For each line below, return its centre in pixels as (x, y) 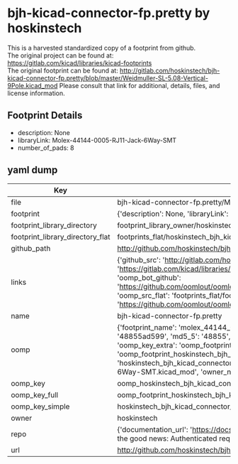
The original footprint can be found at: (63, 70)
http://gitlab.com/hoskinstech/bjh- (170, 70)
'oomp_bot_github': (149, 277)
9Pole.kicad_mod (33, 85)
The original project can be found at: (61, 55)
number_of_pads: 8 (46, 148)
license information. (36, 93)
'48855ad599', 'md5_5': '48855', (174, 336)
